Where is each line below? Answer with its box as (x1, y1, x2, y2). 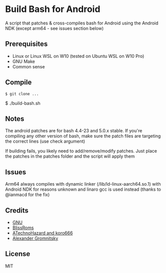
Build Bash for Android (5, 3, 101, 15)
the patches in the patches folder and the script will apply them (5, 153, 135, 159)
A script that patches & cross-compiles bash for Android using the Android (5, 20, 159, 26)
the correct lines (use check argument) (5, 138, 86, 144)
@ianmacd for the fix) (5, 192, 50, 198)
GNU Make (12, 58, 35, 64)
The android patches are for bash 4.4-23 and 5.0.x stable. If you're (5, 128, 143, 134)
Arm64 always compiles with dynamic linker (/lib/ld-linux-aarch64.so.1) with (5, 181, 161, 187)
